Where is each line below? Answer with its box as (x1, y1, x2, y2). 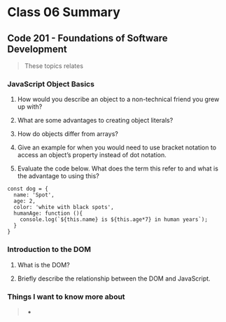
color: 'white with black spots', (13, 204, 114, 211)
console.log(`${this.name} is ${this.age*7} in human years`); (20, 216, 209, 223)
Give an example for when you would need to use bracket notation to (17, 143, 217, 152)
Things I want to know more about (7, 292, 125, 302)
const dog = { (7, 185, 49, 193)
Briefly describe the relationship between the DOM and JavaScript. (17, 274, 211, 283)
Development (7, 43, 68, 55)
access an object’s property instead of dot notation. (17, 151, 167, 159)
